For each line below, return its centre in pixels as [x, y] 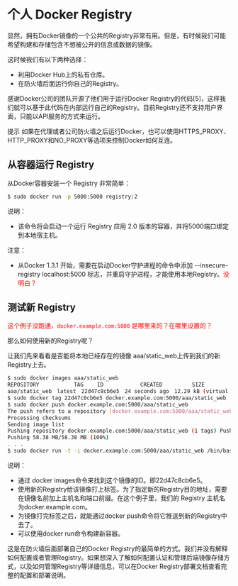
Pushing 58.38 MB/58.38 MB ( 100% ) [58, 438]
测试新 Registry [41, 308]
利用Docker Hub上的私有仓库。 [63, 74]
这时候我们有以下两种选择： [48, 59]
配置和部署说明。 [44, 575]
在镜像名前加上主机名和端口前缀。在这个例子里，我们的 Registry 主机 [118, 498]
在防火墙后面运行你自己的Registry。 [70, 83]
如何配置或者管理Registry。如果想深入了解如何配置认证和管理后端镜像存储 [116, 557]
